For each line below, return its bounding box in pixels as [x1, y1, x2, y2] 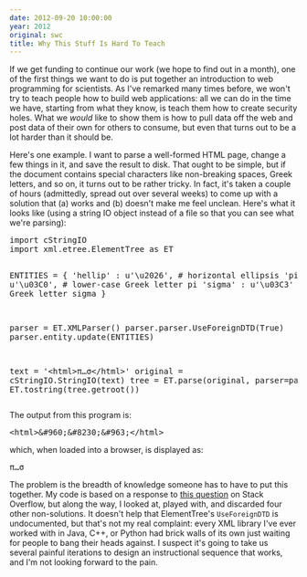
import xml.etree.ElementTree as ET [9, 244, 174, 255]
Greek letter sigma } [9, 288, 107, 299]
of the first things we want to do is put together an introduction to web [9, 74, 274, 85]
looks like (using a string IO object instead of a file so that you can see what [9, 207, 294, 219]
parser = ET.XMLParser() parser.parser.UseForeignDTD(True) [9, 323, 285, 333]
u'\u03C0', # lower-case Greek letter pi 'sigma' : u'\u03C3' [9, 279, 294, 290]
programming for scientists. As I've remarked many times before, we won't [9, 83, 291, 94]
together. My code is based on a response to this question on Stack [9, 489, 264, 500]
